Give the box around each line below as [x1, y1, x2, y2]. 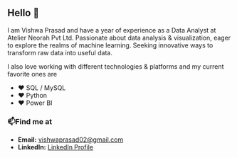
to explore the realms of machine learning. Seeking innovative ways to [7, 40, 214, 50]
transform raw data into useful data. [7, 48, 112, 57]
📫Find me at [7, 116, 53, 126]
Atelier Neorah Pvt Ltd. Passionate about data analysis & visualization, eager [7, 33, 231, 42]
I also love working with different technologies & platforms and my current [7, 62, 224, 71]
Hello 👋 [7, 7, 40, 19]
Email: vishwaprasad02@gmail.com [17, 135, 124, 144]
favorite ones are [7, 69, 58, 78]
